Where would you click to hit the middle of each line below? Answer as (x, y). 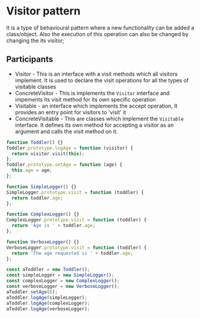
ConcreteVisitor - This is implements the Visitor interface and (92, 93)
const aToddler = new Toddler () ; (48, 270)
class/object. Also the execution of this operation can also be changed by (97, 34)
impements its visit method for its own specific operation (85, 99)
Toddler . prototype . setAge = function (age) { (64, 165)
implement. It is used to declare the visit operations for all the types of (102, 80)
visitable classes (35, 87)
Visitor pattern (43, 11)
